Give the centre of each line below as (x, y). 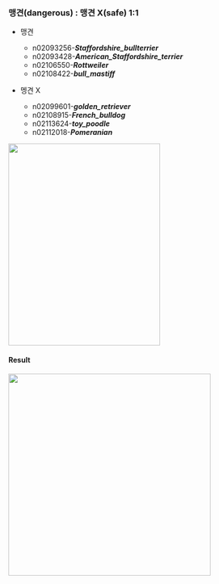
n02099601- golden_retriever (81, 107)
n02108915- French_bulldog (79, 116)
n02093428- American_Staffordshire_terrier (107, 57)
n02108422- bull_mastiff (74, 74)
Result (19, 359)
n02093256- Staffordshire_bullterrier (95, 48)
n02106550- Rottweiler (70, 65)
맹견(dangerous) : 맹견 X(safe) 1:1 (74, 12)
